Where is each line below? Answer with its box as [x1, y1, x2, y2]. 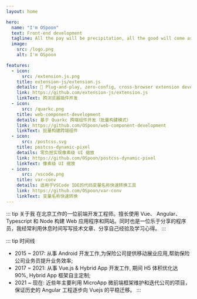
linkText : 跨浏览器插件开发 [16, 95, 78, 101]
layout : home [6, 8, 38, 15]
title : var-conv [16, 177, 57, 183]
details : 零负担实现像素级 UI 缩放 [16, 149, 95, 155]
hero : [6, 19, 19, 25]
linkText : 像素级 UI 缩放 [16, 161, 76, 167]
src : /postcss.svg [21, 139, 67, 145]
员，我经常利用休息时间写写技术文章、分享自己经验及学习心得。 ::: [6, 225, 167, 232]
